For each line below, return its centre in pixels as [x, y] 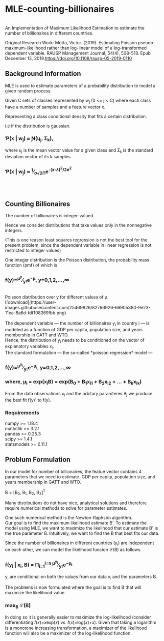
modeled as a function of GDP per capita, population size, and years [74, 329]
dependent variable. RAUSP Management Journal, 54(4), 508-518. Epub [78, 53]
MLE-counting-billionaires [60, 9]
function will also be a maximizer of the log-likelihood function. [69, 633]
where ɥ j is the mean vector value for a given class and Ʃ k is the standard [79, 151]
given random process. [28, 91]
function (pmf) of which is [31, 265]
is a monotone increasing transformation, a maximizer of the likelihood [76, 628]
